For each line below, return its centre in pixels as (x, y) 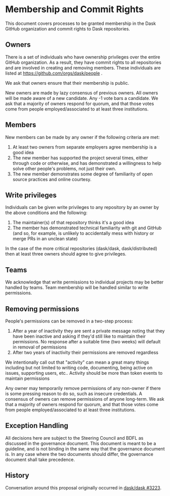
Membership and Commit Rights (75, 9)
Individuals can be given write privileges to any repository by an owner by (82, 207)
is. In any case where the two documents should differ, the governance (79, 454)
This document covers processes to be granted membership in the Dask (80, 23)
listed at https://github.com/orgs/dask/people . (54, 73)
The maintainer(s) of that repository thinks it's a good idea (73, 223)
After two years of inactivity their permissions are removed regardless (85, 352)
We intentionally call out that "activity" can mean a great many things (77, 362)
